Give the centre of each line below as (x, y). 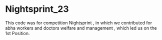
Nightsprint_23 (37, 9)
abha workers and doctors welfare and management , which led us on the (81, 28)
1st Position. (17, 33)
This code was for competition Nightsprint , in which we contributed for (79, 23)
